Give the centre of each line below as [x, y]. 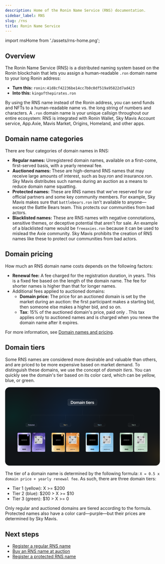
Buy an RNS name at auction [41, 551]
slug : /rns [16, 21]
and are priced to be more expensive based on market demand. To [72, 364]
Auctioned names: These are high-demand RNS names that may [78, 171]
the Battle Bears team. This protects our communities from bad [91, 207]
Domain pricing [29, 254]
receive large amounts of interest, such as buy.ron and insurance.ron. [82, 176]
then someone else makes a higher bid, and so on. [70, 307]
